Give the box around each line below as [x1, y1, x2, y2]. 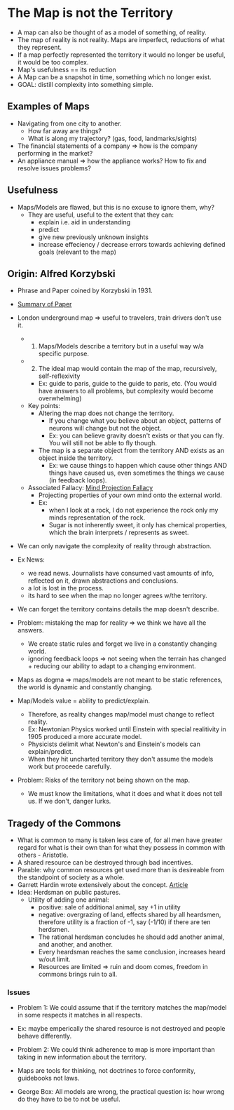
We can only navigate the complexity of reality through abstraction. [17, 542, 212, 550]
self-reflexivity [38, 372, 81, 380]
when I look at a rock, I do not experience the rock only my [48, 506, 219, 515]
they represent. [17, 43, 62, 51]
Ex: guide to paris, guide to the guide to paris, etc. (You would [38, 379, 217, 388]
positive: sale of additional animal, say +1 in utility [38, 903, 181, 912]
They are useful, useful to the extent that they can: [27, 210, 174, 219]
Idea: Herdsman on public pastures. [17, 888, 121, 897]
